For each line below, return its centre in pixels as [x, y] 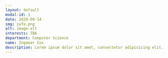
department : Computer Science [37, 38]
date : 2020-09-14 [23, 19]
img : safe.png [20, 24]
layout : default [22, 10]
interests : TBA [21, 33]
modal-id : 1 [18, 15]
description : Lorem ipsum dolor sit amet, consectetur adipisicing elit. [85, 47]
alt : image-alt [21, 29]
